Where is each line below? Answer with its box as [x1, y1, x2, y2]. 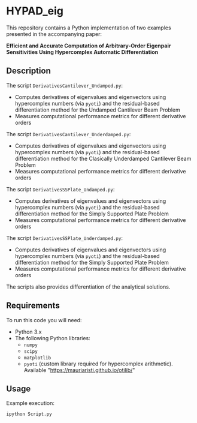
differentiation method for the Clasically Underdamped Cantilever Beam [14, 155, 192, 162]
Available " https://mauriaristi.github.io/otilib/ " [23, 366, 135, 373]
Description [6, 66, 51, 76]
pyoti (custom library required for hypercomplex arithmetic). [23, 360, 173, 367]
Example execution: [6, 400, 55, 407]
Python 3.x [14, 328, 42, 335]
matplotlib [23, 355, 51, 361]
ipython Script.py [6, 411, 52, 418]
